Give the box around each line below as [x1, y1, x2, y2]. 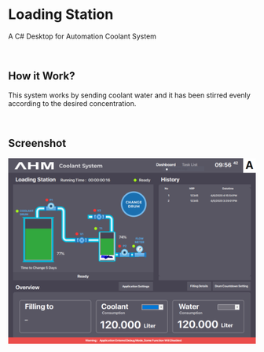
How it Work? [8, 69, 75, 83]
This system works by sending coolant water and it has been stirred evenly [8, 90, 251, 100]
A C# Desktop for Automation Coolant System [8, 31, 157, 41]
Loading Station [8, 5, 114, 24]
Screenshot [8, 137, 67, 150]
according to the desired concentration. [8, 98, 137, 108]
